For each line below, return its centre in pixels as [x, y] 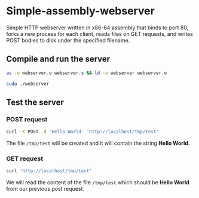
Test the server [35, 102]
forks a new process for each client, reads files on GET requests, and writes [99, 33]
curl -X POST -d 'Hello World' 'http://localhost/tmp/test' [83, 132]
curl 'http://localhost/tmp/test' [49, 171]
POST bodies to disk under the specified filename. [68, 40]
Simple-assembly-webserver [81, 11]
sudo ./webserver [28, 84]
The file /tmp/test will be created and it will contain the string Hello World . [98, 143]
